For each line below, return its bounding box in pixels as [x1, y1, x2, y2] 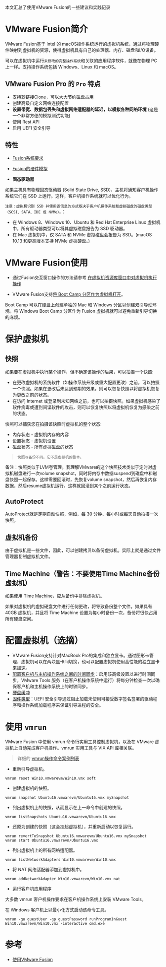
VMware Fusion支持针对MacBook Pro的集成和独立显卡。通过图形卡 [12, 652, 150, 658]
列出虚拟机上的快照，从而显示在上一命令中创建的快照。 [12, 804, 125, 810]
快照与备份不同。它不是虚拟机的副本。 [17, 455, 84, 460]
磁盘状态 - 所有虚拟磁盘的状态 [12, 444, 74, 450]
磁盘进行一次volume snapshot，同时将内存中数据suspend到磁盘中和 [13, 470, 153, 476]
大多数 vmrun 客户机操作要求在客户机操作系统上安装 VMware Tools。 [5, 896, 147, 902]
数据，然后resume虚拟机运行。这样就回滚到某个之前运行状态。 [5, 483, 133, 488]
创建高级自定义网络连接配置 [12, 100, 69, 106]
